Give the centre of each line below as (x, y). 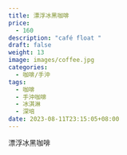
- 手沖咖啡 (31, 97)
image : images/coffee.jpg (51, 60)
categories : (28, 68)
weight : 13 (26, 52)
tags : (17, 82)
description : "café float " (55, 38)
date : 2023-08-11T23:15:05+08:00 (64, 119)
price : (19, 23)
